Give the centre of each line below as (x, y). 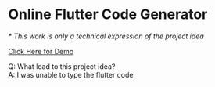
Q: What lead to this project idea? (62, 66)
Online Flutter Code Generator (108, 14)
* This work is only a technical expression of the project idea (106, 36)
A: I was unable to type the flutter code (71, 74)
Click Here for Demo (41, 51)
